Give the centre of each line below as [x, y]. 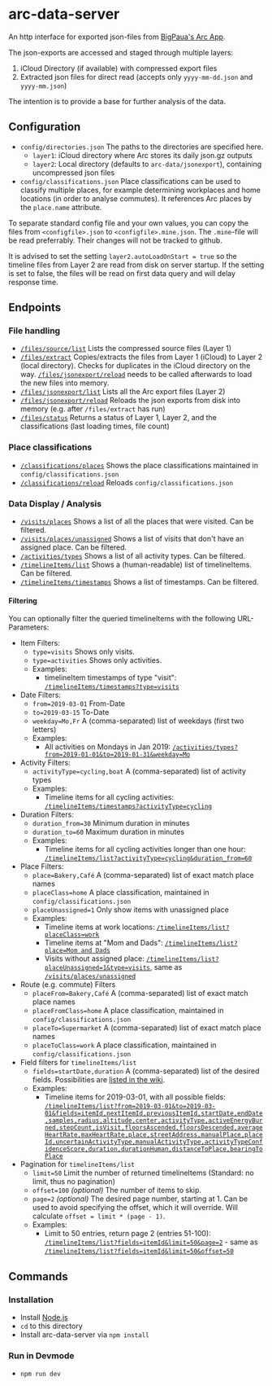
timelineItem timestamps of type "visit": [110, 678]
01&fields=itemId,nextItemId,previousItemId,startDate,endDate [153, 1114]
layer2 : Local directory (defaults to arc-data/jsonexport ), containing [147, 164]
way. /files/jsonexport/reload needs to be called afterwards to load [136, 375]
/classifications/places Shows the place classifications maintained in [139, 465]
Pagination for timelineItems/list [78, 1165]
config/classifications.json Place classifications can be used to [130, 181]
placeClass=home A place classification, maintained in [121, 893]
